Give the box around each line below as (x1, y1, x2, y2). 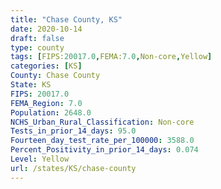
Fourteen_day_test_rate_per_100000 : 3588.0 (10, 136, 195, 146)
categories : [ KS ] (10, 61, 83, 71)
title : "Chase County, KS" (10, 14, 123, 25)
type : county (10, 42, 65, 53)
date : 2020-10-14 (10, 24, 83, 34)
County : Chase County (10, 71, 101, 81)
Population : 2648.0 (10, 107, 92, 118)
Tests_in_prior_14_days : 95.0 (10, 126, 137, 136)
